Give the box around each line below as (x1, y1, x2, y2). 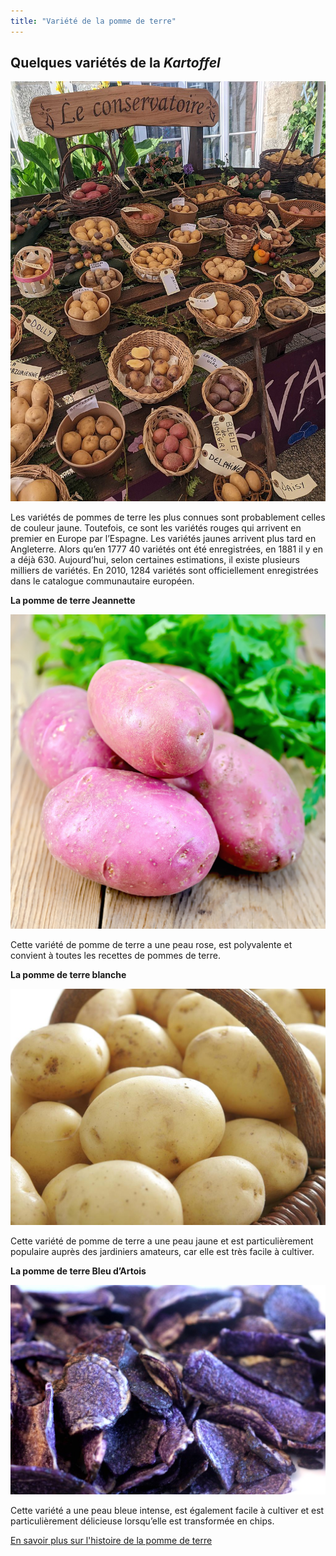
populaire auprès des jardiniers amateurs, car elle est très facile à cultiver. (10, 1245, 315, 1257)
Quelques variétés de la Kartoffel (10, 55, 221, 72)
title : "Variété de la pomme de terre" (10, 16, 177, 26)
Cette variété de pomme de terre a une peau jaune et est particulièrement (10, 1235, 314, 1247)
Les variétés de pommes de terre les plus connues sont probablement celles (10, 511, 326, 523)
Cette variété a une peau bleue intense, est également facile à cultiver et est (10, 1505, 325, 1517)
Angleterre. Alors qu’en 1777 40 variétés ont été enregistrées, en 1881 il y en (10, 543, 324, 555)
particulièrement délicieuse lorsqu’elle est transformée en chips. (10, 1515, 275, 1527)
